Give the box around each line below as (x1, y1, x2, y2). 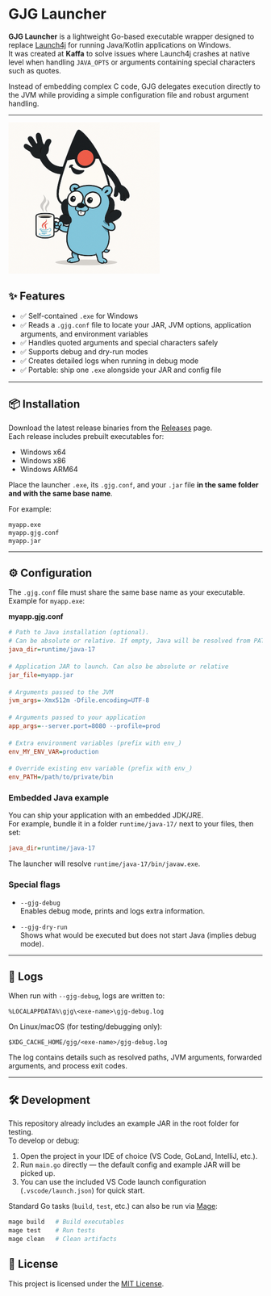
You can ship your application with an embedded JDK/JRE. (8, 810, 204, 820)
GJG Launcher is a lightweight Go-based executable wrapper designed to (8, 31, 255, 41)
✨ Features (8, 290, 65, 303)
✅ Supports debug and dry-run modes (19, 346, 148, 356)
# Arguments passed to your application (8, 713, 147, 722)
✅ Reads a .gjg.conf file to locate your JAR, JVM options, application (19, 320, 252, 329)
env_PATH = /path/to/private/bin (8, 773, 114, 781)
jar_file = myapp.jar (8, 671, 74, 679)
